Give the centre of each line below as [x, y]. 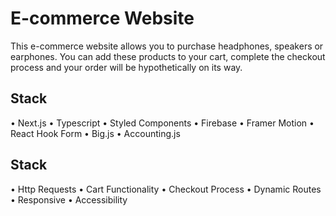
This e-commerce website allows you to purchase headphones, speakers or [167, 46]
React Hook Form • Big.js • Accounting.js [95, 133]
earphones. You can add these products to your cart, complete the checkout [168, 56]
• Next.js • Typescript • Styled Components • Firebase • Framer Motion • [162, 123]
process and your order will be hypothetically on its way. [126, 67]
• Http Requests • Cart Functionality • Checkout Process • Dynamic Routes [166, 189]
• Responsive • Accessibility [69, 199]
